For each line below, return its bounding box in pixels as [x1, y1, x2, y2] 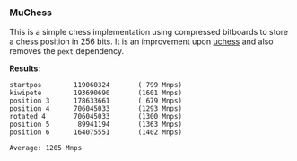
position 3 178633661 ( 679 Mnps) [9, 96, 182, 105]
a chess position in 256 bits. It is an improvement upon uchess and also [9, 36, 274, 47]
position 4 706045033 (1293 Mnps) [9, 104, 182, 113]
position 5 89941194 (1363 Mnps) [9, 120, 182, 130]
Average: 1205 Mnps [9, 144, 83, 153]
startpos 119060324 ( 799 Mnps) [9, 81, 182, 90]
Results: [9, 63, 41, 74]
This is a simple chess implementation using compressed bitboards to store [9, 27, 289, 38]
